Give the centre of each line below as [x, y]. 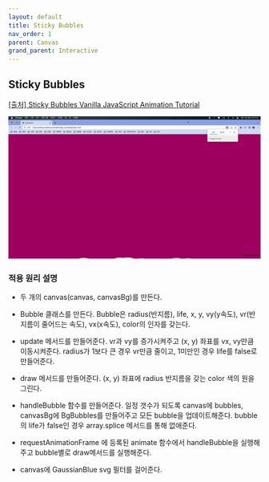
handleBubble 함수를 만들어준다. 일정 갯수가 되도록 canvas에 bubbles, [132, 406]
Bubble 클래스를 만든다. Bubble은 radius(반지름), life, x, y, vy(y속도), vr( [134, 314]
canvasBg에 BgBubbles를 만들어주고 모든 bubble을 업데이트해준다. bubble [139, 415]
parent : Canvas [34, 43]
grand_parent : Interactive [53, 51]
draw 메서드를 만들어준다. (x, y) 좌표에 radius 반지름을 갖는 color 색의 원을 [137, 379]
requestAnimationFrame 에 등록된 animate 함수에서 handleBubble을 [129, 443]
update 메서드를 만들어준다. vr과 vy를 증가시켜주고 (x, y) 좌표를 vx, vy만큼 [137, 342]
